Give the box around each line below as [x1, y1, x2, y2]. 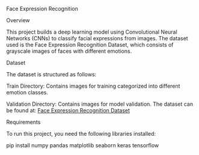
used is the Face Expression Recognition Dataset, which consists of [6, 41, 174, 48]
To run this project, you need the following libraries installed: [6, 130, 156, 137]
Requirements [6, 118, 41, 126]
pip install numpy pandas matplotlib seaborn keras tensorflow [6, 142, 159, 149]
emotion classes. [6, 89, 49, 96]
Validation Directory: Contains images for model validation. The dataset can [6, 100, 194, 108]
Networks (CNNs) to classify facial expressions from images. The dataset [6, 35, 188, 41]
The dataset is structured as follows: [6, 71, 97, 77]
